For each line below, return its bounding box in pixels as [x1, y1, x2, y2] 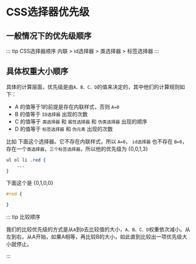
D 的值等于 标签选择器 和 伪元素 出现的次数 [14, 125, 113, 132]
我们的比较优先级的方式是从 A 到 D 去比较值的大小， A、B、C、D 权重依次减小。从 [6, 226, 191, 233]
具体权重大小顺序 [6, 66, 68, 77]
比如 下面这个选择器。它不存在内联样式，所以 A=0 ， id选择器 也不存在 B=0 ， [6, 138, 188, 145]
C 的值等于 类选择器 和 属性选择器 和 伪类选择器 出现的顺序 [14, 118, 148, 125]
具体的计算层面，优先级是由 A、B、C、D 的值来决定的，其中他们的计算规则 [6, 83, 180, 90]
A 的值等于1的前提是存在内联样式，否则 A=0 [14, 103, 120, 110]
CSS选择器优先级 [6, 5, 90, 19]
